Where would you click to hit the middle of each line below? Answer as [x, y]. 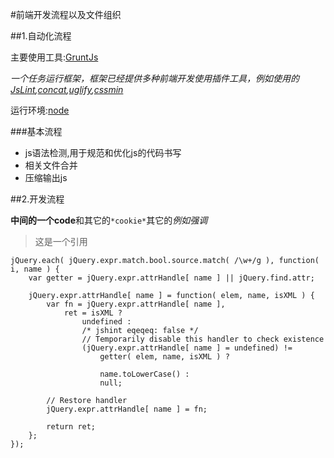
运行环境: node [40, 110]
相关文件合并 [51, 165]
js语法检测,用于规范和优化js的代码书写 [103, 152]
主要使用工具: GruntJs [54, 57]
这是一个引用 [61, 241]
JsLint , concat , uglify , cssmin [67, 89]
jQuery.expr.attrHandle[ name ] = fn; [127, 409]
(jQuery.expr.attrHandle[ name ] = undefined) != [187, 348]
